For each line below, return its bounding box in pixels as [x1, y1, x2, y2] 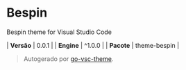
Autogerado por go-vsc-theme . [23, 54, 114, 63]
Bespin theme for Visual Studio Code [6, 28, 112, 36]
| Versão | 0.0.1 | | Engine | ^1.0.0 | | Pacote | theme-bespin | [6, 41, 180, 49]
